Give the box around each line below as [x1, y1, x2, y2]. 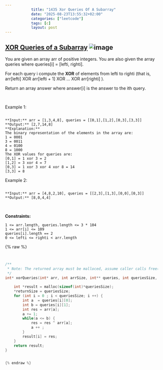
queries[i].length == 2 [5, 231, 53, 236]
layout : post [31, 25, 57, 30]
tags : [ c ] [31, 20, 51, 26]
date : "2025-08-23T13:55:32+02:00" [31, 12, 103, 17]
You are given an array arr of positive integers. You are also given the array [5, 56, 155, 62]
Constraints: [5, 213, 31, 219]
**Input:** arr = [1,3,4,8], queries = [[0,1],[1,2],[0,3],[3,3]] [5, 118, 142, 123]
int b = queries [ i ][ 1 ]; [22, 302, 70, 307]
